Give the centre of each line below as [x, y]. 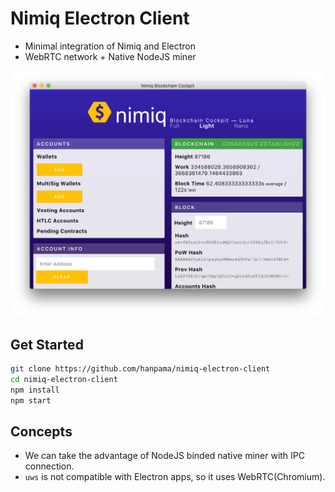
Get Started [47, 344]
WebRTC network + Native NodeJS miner [110, 56]
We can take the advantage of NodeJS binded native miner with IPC [164, 456]
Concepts [41, 431]
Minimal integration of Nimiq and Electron [110, 46]
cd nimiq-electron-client [64, 379]
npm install [35, 390]
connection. [49, 466]
